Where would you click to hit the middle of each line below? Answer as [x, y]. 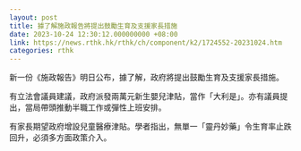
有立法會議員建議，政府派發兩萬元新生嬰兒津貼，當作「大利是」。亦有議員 [145, 96]
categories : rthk [42, 51]
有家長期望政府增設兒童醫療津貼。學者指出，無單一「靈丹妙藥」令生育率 [142, 127]
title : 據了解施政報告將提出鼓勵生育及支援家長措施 [93, 26]
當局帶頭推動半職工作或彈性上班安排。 [95, 107]
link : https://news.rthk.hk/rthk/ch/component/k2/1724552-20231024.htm [146, 42]
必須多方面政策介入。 [72, 138]
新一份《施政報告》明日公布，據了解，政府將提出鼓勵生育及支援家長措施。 [146, 78]
